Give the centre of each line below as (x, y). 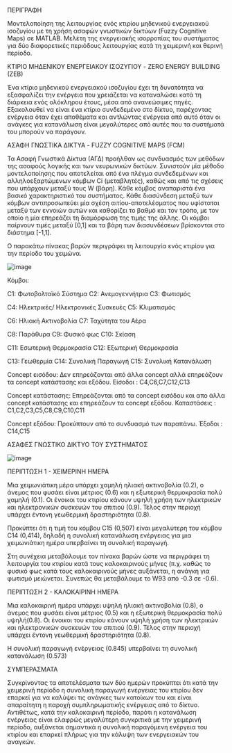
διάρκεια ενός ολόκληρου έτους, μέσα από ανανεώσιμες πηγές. (100, 102)
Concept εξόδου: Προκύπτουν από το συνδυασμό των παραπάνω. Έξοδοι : (115, 424)
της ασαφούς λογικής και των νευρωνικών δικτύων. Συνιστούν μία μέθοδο (116, 166)
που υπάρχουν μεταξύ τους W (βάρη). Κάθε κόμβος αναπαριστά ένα (106, 188)
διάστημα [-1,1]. (29, 233)
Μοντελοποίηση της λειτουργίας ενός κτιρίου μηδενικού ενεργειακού (108, 23)
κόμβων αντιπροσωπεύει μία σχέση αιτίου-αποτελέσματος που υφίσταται (113, 203)
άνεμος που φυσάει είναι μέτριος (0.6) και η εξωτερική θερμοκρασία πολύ (115, 492)
